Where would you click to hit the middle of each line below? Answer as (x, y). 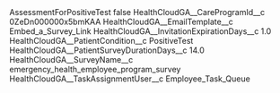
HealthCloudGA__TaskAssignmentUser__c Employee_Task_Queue (130, 79)
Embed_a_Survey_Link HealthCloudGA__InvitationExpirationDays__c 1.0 (140, 31)
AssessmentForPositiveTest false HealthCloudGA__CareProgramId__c (137, 12)
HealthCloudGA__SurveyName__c (71, 59)
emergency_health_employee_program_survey (95, 69)
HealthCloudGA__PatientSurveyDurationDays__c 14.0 (107, 50)
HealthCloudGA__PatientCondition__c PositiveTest (101, 41)
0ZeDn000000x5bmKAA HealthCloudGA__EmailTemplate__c (121, 21)
